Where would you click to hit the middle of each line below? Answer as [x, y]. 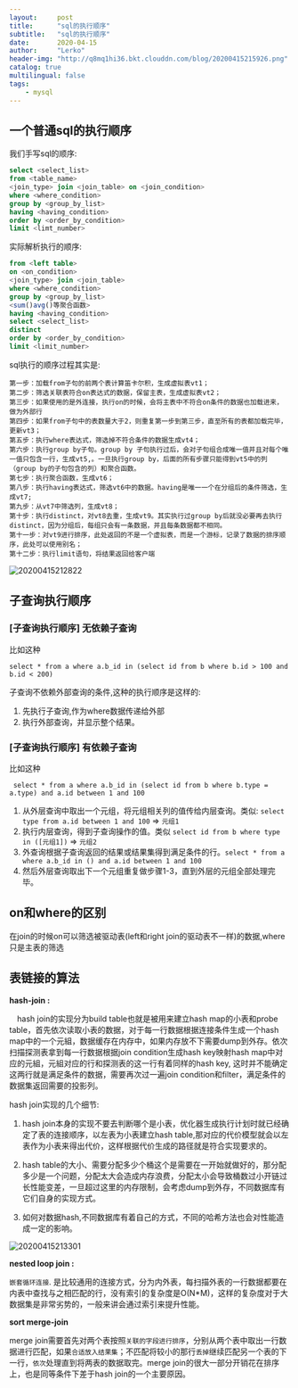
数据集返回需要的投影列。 [56, 1086]
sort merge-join [39, 1322]
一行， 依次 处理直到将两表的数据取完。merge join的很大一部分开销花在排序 [145, 1362]
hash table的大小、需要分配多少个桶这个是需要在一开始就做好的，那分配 [154, 1164]
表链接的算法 [44, 978]
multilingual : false [48, 76]
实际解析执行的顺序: [46, 247]
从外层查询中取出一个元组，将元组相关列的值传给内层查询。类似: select [153, 810]
